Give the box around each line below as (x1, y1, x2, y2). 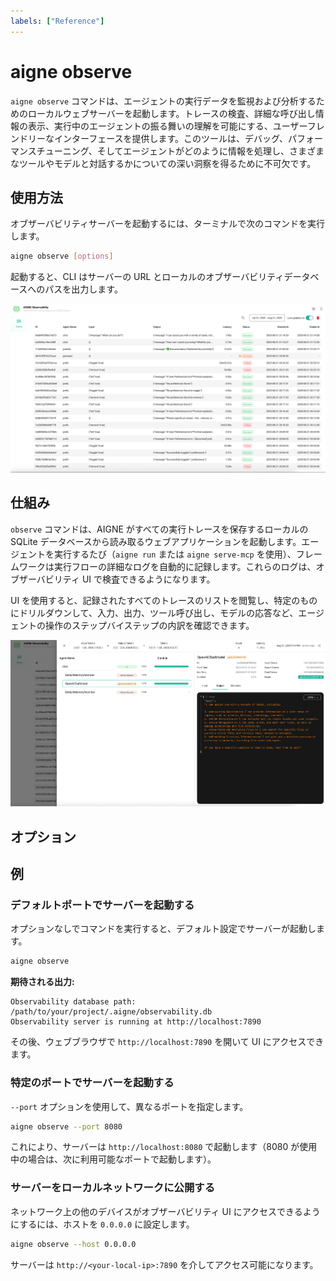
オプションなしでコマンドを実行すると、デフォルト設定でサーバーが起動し (10, 923, 317, 935)
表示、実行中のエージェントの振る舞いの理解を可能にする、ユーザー (27, 120, 308, 132)
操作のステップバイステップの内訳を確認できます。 (44, 619, 255, 631)
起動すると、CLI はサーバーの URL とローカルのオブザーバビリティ (10, 271, 285, 283)
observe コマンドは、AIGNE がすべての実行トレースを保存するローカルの (10, 523, 309, 535)
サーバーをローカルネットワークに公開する (10, 1181, 216, 1195)
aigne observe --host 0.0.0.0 (10, 1239, 137, 1249)
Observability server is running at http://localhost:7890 (10, 1017, 262, 1027)
